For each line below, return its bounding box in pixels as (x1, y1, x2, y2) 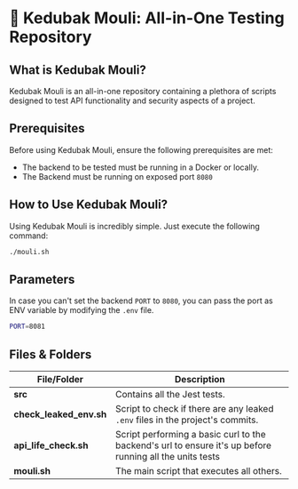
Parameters (9, 271, 75, 287)
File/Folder (36, 373, 84, 385)
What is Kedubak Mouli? (9, 62, 146, 77)
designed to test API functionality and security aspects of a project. (9, 95, 255, 106)
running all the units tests (114, 451, 220, 462)
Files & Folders (9, 347, 92, 362)
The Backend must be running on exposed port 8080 (21, 171, 213, 181)
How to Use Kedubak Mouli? (9, 197, 169, 212)
